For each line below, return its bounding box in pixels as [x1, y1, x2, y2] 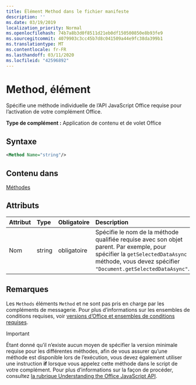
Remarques [6, 284, 49, 294]
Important [6, 330, 30, 337]
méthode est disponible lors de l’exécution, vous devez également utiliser [6, 353, 183, 360]
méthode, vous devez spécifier [95, 257, 180, 265]
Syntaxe [6, 136, 37, 146]
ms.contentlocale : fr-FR [6, 47, 66, 53]
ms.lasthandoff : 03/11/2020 [6, 52, 75, 58]
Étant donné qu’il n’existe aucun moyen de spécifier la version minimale [6, 341, 178, 348]
